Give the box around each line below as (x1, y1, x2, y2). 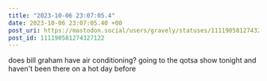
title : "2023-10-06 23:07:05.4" (8, 11, 115, 20)
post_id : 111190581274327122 (8, 33, 105, 42)
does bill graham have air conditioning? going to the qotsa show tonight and (8, 56, 257, 65)
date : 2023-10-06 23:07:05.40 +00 (8, 19, 123, 27)
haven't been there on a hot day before (8, 64, 137, 74)
